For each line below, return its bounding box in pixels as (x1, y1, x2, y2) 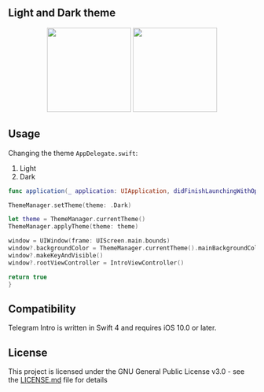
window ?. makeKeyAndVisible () (8, 251, 104, 259)
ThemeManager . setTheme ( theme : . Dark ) (8, 201, 132, 209)
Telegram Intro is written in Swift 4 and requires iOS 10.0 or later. (8, 323, 217, 333)
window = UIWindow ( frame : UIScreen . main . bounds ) (8, 237, 170, 245)
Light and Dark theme (8, 6, 116, 20)
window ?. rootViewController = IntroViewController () (8, 259, 185, 267)
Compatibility (8, 302, 76, 316)
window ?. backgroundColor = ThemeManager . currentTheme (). (8, 244, 199, 252)
